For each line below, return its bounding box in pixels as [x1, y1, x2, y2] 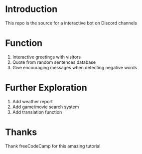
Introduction [5, 3, 58, 15]
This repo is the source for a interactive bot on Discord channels [5, 20, 137, 26]
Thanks [5, 127, 37, 138]
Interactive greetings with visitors [12, 54, 81, 60]
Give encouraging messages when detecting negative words [12, 64, 137, 70]
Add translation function [12, 109, 62, 115]
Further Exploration [5, 82, 87, 93]
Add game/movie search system [12, 104, 79, 110]
